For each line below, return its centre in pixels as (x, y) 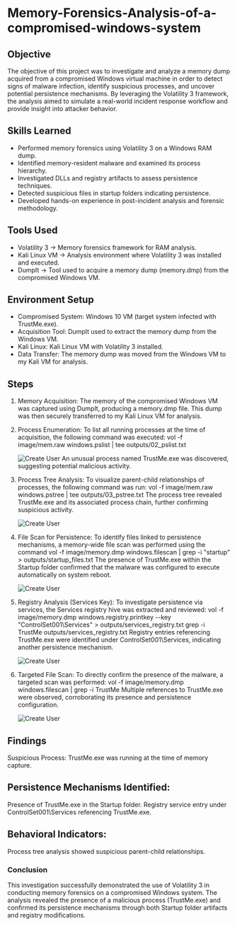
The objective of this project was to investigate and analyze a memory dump (119, 71)
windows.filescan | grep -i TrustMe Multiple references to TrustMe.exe (120, 690)
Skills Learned (40, 131)
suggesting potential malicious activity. (74, 466)
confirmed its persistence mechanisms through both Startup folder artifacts (117, 908)
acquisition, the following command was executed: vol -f (100, 437)
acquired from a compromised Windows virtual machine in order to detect (115, 79)
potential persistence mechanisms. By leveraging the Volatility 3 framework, (118, 94)
